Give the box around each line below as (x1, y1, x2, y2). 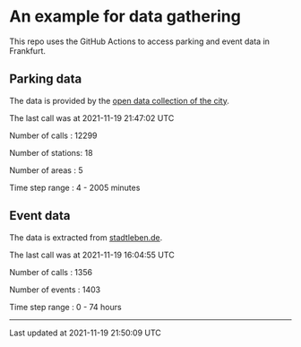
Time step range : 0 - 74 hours (9, 301, 123, 312)
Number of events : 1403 (9, 284, 101, 295)
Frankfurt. (9, 45, 47, 56)
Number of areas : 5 (9, 164, 83, 176)
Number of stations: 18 (9, 147, 93, 158)
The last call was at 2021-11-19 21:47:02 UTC (9, 112, 175, 123)
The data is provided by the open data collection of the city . (9, 95, 230, 106)
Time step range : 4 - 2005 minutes (9, 182, 141, 193)
